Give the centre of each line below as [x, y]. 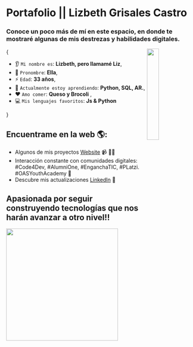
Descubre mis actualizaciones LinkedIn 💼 [65, 180]
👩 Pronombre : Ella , [36, 72]
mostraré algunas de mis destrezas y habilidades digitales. [93, 39]
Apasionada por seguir [49, 198]
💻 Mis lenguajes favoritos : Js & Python [66, 101]
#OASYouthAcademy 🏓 [43, 173]
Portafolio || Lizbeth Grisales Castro [97, 13]
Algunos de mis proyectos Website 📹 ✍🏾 [65, 152]
